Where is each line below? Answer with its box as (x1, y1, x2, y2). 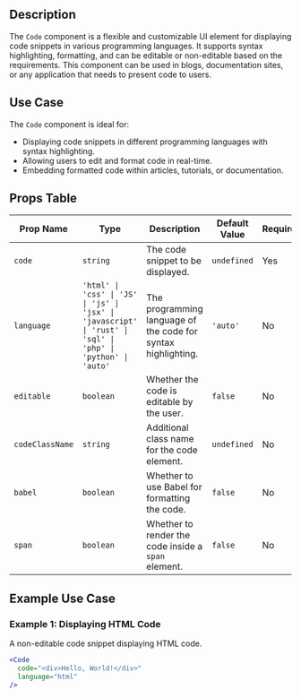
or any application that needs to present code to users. (9, 69, 212, 80)
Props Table (9, 191, 78, 206)
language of (146, 314, 197, 326)
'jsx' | (82, 307, 115, 317)
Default (216, 217, 249, 229)
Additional (146, 421, 190, 434)
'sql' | (82, 334, 115, 344)
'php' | (82, 343, 115, 353)
